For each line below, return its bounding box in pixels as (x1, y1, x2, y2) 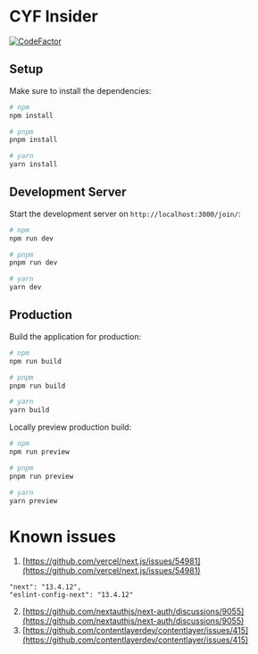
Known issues (9, 526, 116, 547)
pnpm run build (9, 381, 66, 390)
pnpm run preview (9, 472, 74, 481)
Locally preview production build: (9, 422, 132, 432)
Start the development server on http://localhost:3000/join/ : (9, 208, 241, 219)
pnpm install (9, 136, 58, 145)
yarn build (9, 406, 50, 415)
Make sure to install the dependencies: (9, 85, 152, 96)
